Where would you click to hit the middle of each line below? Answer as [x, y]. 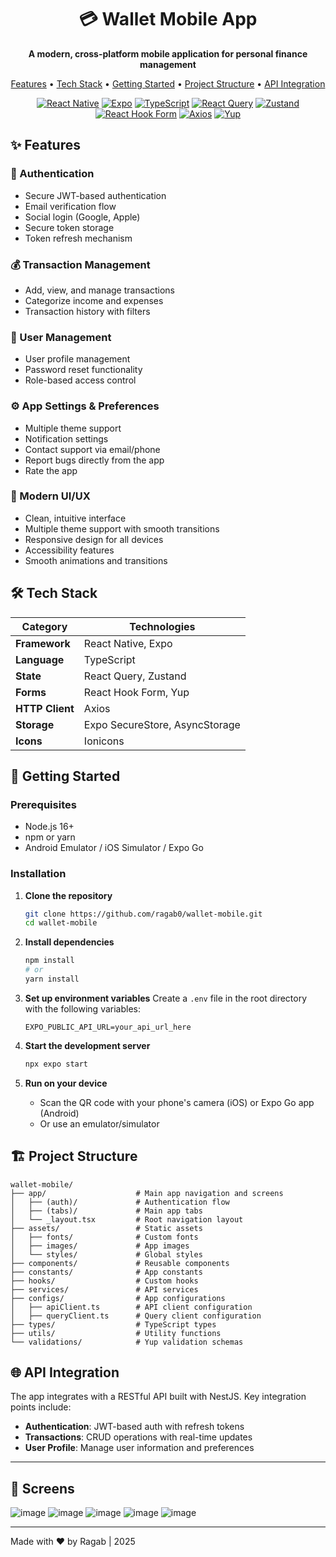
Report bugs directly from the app [94, 460]
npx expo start [56, 1064]
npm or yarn [50, 837]
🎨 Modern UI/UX [50, 496]
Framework [43, 643]
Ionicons [104, 741]
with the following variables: [82, 1008]
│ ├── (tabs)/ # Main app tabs [106, 1211]
